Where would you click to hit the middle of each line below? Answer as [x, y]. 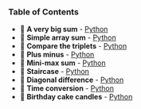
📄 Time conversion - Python [67, 88]
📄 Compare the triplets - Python [73, 46]
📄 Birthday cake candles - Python [76, 97]
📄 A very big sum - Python [64, 29]
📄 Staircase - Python [55, 72]
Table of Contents [44, 12]
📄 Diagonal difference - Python [72, 80]
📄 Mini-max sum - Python [63, 63]
